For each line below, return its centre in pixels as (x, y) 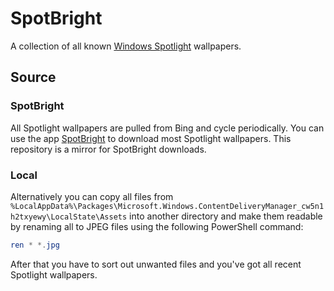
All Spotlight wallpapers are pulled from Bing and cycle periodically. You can (167, 128)
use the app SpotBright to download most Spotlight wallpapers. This (151, 138)
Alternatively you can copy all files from (92, 196)
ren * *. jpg (35, 245)
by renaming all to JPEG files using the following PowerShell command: (157, 226)
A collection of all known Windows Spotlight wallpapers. (126, 46)
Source (33, 77)
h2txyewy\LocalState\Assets (69, 217)
